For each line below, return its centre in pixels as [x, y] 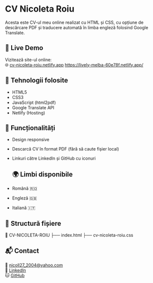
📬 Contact [22, 251]
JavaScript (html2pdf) [34, 102]
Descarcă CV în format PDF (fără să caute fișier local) [66, 149]
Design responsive [31, 140]
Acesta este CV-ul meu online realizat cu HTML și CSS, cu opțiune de [74, 22]
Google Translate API [33, 107]
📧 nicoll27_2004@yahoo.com [34, 265]
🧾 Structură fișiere [33, 224]
